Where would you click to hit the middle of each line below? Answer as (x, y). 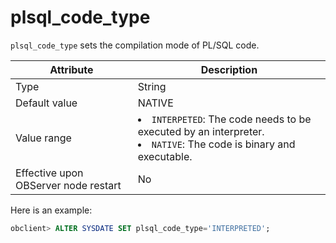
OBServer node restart (68, 185)
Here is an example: (51, 210)
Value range (43, 138)
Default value (46, 103)
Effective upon (49, 173)
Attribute (71, 69)
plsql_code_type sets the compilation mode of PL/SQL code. (135, 45)
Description (229, 69)
